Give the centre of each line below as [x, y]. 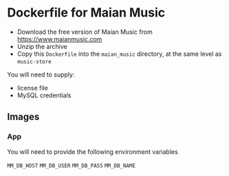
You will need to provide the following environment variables [93, 151]
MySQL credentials [44, 95]
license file [32, 88]
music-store [34, 61]
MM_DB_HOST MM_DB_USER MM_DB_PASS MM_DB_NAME [72, 166]
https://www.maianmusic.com [59, 39]
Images [23, 117]
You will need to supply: [41, 75]
